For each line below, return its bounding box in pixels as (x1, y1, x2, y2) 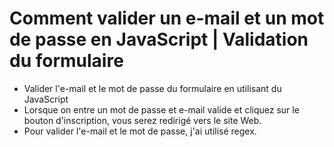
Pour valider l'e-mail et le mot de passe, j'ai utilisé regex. (23, 125, 257, 137)
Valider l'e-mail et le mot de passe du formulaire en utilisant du (23, 82, 282, 94)
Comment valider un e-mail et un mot (9, 7, 325, 30)
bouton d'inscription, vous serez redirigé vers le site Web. (23, 114, 262, 126)
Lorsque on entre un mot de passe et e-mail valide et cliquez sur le (23, 103, 300, 116)
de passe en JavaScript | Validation (9, 28, 309, 51)
